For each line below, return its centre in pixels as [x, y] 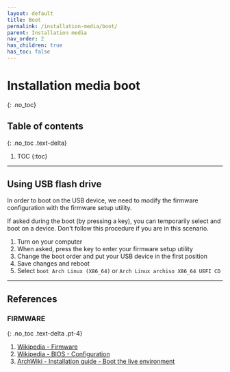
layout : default [30, 13]
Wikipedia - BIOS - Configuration [63, 354]
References [32, 299]
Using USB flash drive [54, 184]
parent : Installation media [47, 33]
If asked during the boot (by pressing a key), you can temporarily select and [114, 221]
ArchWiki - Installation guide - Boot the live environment [96, 362]
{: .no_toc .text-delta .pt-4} [45, 334]
